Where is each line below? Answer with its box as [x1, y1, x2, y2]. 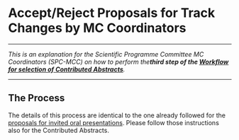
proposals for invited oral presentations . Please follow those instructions [8, 118, 219, 127]
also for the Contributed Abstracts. [8, 126, 109, 134]
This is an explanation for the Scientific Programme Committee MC [8, 49, 204, 58]
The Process [8, 92, 65, 104]
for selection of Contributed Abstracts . [8, 65, 126, 74]
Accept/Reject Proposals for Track [8, 5, 216, 21]
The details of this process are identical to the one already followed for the [8, 111, 226, 119]
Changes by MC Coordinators [8, 20, 187, 36]
